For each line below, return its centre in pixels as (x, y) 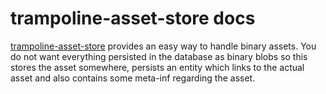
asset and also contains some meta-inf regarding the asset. (133, 78)
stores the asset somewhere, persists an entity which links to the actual (157, 67)
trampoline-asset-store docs (133, 18)
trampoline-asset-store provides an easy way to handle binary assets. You (163, 46)
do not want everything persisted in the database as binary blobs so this (159, 56)
